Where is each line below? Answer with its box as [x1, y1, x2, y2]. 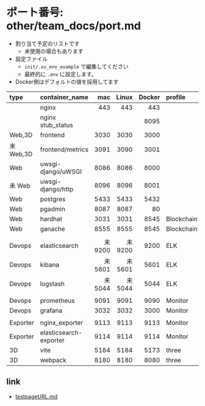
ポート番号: [6, 5, 64, 20]
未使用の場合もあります [24, 47, 84, 55]
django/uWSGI [40, 167, 82, 176]
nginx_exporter [40, 318, 84, 327]
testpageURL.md [15, 393, 58, 400]
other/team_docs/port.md [6, 19, 142, 33]
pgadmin [40, 205, 66, 213]
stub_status [40, 120, 73, 129]
